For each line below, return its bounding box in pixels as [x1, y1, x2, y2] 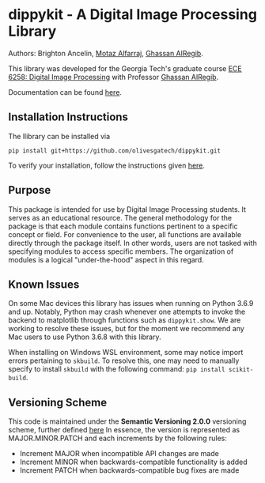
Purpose [8, 183, 51, 197]
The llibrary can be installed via [8, 131, 111, 141]
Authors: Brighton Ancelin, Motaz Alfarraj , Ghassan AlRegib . [8, 48, 203, 58]
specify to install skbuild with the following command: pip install [8, 364, 225, 374]
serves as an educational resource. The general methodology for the [8, 213, 232, 222]
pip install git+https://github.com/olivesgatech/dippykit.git [8, 146, 221, 155]
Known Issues [8, 277, 80, 291]
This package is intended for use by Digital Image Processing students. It [8, 204, 247, 214]
